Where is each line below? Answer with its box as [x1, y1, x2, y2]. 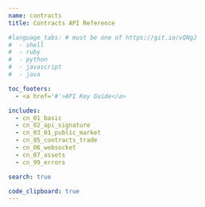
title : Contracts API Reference [8, 19, 115, 27]
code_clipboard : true [8, 187, 80, 195]
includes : [8, 107, 41, 115]
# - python [8, 56, 48, 64]
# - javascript [8, 63, 62, 72]
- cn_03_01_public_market [15, 129, 102, 137]
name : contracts [8, 11, 62, 20]
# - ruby [8, 49, 41, 57]
